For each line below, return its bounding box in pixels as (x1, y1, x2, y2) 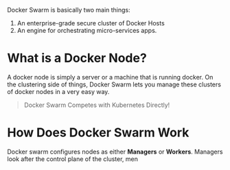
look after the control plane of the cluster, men (7, 154, 139, 163)
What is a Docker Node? (7, 51, 148, 66)
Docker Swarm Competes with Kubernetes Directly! (23, 101, 170, 109)
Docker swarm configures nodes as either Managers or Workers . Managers (7, 147, 223, 156)
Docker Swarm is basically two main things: (7, 6, 130, 14)
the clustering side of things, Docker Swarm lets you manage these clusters (7, 80, 222, 88)
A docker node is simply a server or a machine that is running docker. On (7, 73, 214, 81)
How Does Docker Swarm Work (7, 125, 189, 141)
